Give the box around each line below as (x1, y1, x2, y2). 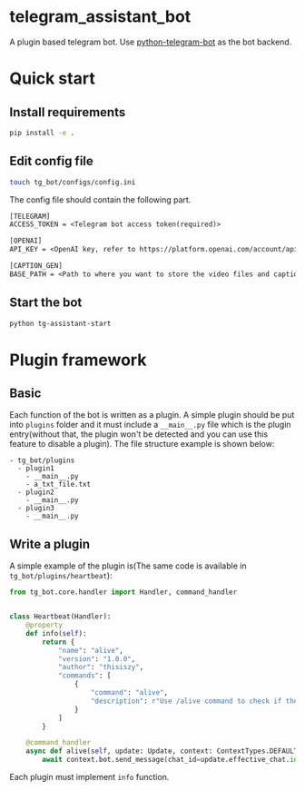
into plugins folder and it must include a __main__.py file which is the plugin (9, 420, 292, 430)
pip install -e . (9, 128, 75, 137)
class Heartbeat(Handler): (9, 612, 112, 621)
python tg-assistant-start (9, 319, 112, 328)
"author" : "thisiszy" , (57, 663, 144, 672)
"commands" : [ (57, 671, 112, 680)
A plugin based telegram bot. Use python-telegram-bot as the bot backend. (9, 36, 292, 47)
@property (25, 620, 64, 629)
